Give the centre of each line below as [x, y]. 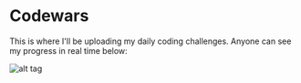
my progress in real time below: [68, 50]
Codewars [49, 16]
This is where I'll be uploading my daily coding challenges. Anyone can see [150, 41]
